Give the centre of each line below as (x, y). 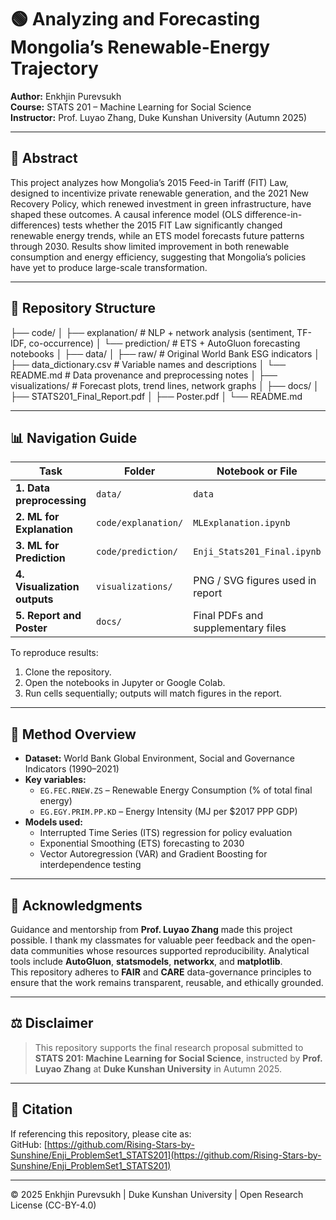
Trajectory (54, 68)
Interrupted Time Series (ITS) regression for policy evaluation (166, 833)
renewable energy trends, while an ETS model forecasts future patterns (157, 235)
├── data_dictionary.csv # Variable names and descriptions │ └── (148, 364)
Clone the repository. (68, 672)
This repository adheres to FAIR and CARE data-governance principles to (161, 972)
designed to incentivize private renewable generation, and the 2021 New (160, 193)
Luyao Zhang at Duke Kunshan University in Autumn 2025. (158, 1068)
